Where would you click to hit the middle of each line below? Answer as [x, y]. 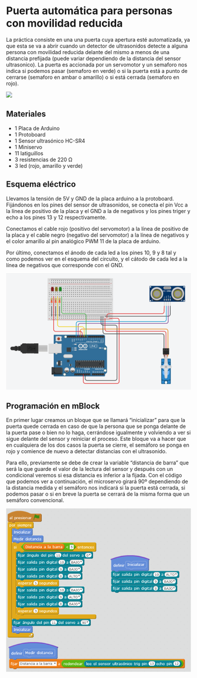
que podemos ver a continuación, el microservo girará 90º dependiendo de [97, 481]
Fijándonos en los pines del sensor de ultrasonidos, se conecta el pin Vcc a [97, 205]
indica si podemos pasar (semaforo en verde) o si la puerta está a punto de [97, 71]
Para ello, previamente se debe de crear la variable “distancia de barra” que [98, 463]
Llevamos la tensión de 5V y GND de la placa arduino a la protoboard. [90, 198]
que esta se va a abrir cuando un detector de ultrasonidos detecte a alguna [97, 46]
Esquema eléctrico [41, 185]
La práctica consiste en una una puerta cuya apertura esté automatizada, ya [98, 39]
